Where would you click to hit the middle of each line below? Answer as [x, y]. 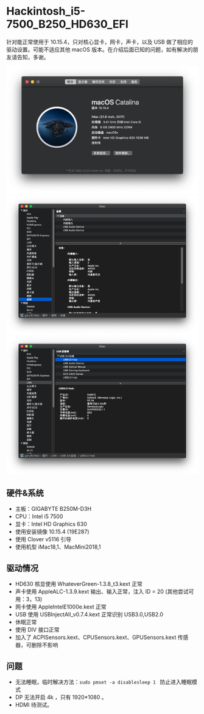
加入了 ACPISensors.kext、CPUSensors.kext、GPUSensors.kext [96, 637]
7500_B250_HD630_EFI [68, 24]
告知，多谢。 [33, 57]
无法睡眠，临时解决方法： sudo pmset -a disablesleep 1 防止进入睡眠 [104, 682]
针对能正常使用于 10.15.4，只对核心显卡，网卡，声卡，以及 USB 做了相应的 [100, 41]
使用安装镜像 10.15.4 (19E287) [52, 532]
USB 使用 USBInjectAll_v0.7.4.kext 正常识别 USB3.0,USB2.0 [89, 615]
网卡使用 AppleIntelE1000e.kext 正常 [61, 607]
